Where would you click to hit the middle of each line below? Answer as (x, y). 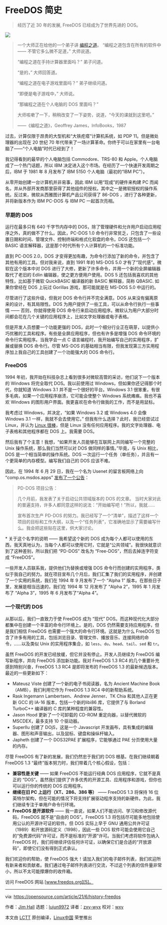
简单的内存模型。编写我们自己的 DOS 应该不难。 (63, 461)
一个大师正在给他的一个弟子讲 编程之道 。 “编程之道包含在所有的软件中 (89, 45)
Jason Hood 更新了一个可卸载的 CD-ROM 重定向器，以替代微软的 (79, 714)
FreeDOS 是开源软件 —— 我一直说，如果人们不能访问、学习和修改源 (82, 811)
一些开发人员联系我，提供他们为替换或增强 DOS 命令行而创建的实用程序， (81, 568)
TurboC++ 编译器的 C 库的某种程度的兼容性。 (59, 708)
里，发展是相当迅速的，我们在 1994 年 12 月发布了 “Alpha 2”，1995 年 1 (78, 586)
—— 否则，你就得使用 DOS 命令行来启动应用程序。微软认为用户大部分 (83, 310)
